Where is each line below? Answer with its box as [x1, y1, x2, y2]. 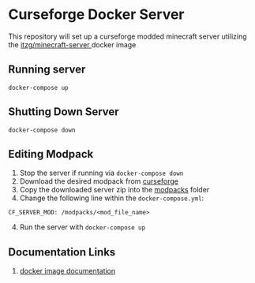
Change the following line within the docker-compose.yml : [19, 193, 204, 203]
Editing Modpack [8, 147, 94, 161]
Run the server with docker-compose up [19, 222, 146, 232]
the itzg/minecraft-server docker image [8, 39, 137, 49]
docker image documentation [19, 266, 116, 276]
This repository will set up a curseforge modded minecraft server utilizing [8, 32, 247, 41]
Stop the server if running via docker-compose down [19, 168, 184, 178]
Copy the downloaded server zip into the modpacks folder [19, 185, 210, 195]
